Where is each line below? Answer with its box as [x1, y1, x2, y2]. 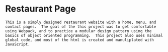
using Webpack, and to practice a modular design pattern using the [5, 28, 152, 33]
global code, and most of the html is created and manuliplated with [5, 37, 154, 42]
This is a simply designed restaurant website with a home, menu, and [5, 20, 156, 25]
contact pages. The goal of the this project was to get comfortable [5, 24, 156, 29]
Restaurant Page [5, 3, 76, 15]
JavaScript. [5, 41, 30, 47]
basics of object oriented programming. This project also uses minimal [5, 33, 163, 38]
